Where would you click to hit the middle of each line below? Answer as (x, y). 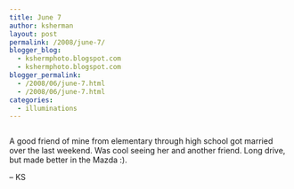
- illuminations (47, 108)
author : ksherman (41, 26)
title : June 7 (36, 17)
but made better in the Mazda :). (68, 160)
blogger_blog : (36, 51)
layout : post (33, 34)
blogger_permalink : (45, 75)
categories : (31, 100)
